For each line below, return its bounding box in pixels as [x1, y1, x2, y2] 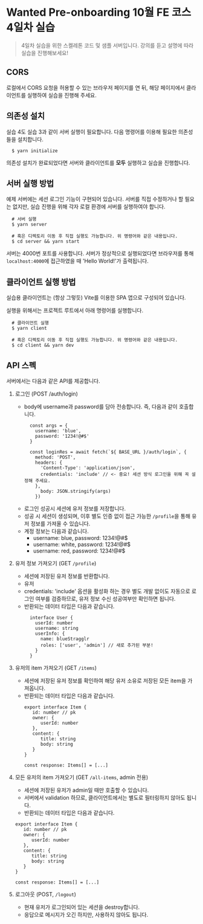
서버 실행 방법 [6, 178, 54, 188]
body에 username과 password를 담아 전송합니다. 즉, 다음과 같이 [24, 403, 178, 410]
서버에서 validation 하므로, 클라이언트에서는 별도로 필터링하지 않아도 [24, 794, 185, 801]
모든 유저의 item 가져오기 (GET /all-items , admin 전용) [14, 774, 149, 781]
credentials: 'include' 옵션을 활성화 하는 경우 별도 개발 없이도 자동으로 [24, 588, 190, 595]
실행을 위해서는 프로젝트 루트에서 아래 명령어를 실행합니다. [6, 307, 144, 314]
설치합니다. [17, 135, 44, 143]
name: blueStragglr [40, 636, 89, 642]
